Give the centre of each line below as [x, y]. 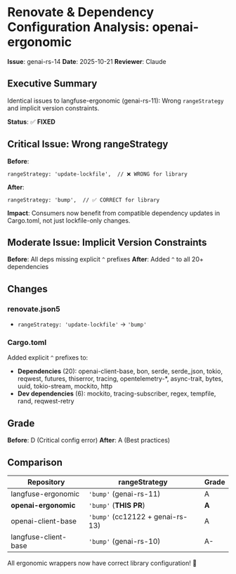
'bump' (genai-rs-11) [125, 494]
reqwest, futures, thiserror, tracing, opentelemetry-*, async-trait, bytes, [120, 379]
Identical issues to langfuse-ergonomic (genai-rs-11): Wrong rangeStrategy [116, 100]
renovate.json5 [34, 308]
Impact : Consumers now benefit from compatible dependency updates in [114, 213]
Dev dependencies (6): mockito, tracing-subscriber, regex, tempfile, [117, 393]
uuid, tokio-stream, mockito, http [65, 386]
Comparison [35, 462]
